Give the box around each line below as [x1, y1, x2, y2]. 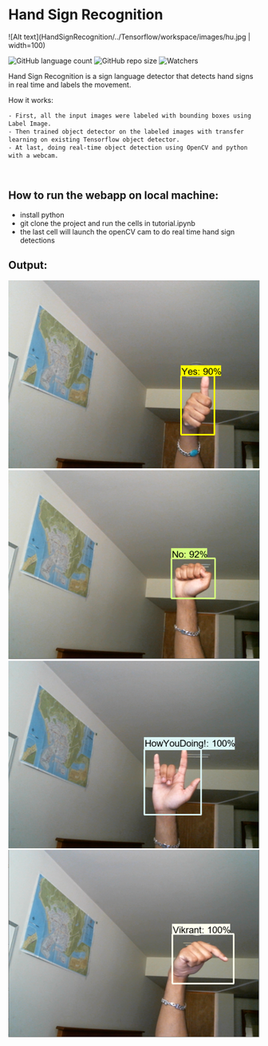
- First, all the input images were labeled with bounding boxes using [8, 112, 251, 120]
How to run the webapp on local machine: [8, 189, 219, 203]
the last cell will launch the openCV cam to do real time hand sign [19, 227, 235, 236]
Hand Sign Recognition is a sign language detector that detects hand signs [8, 71, 254, 81]
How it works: [8, 95, 54, 105]
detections [19, 235, 56, 245]
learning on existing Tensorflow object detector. [8, 136, 180, 144]
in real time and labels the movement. [8, 80, 132, 89]
